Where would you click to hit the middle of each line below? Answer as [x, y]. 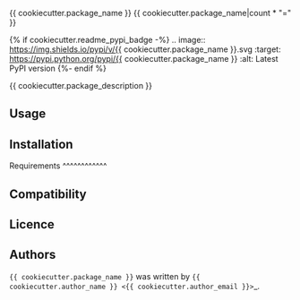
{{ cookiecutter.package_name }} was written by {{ [105, 276]
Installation [41, 144]
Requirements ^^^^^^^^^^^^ [58, 166]
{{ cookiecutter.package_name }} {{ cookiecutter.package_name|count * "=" [150, 13]
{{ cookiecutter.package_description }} [81, 86]
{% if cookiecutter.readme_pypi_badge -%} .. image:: [107, 40]
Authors [33, 255]
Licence [32, 224]
